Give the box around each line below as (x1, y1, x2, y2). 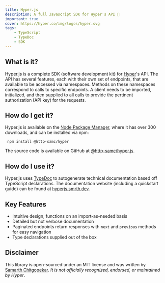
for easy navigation (12, 229, 52, 235)
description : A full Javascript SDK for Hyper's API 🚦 (5, 12, 120, 17)
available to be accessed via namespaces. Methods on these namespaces (5, 81, 156, 87)
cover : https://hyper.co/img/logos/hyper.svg (5, 21, 100, 26)
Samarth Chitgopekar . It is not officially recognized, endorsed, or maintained (5, 267, 161, 273)
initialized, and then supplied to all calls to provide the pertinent (5, 92, 134, 98)
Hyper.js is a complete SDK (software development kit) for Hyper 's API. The (5, 71, 158, 77)
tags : (5, 26, 16, 31)
